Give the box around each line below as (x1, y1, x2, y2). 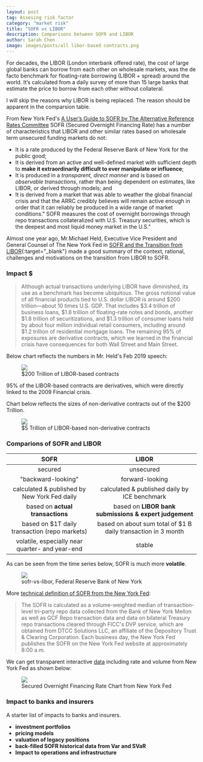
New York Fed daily (22, 493, 77, 501)
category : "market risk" (6, 20, 69, 26)
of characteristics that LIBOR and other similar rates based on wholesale (6, 128, 186, 135)
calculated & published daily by (100, 485, 189, 493)
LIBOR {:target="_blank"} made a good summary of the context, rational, (6, 248, 185, 255)
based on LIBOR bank (113, 502, 176, 511)
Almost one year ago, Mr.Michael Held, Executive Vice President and (6, 234, 177, 242)
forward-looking (120, 475, 168, 484)
